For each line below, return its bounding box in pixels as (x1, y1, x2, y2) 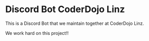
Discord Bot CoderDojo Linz (5, 4, 125, 15)
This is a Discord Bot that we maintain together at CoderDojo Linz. (5, 20, 144, 26)
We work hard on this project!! (5, 30, 69, 36)
